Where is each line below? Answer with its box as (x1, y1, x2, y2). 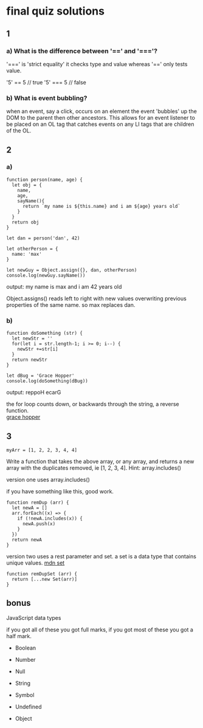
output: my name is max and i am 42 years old (6, 283, 122, 290)
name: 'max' (12, 251, 43, 257)
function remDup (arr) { (6, 500, 69, 506)
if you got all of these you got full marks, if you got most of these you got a (6, 626, 193, 633)
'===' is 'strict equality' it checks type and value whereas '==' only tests (6, 60, 188, 67)
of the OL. (6, 127, 32, 134)
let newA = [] (12, 504, 47, 511)
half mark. (6, 632, 32, 639)
